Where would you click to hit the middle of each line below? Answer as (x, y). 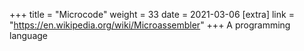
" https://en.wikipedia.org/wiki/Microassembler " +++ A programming (150, 25)
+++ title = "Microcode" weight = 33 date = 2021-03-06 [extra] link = (152, 14)
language (28, 35)
